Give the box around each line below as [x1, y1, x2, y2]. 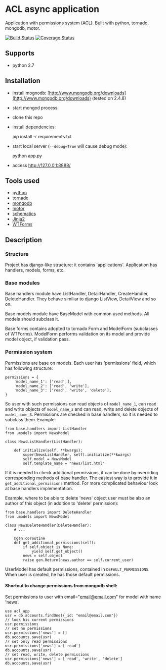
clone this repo [12, 114, 43, 120]
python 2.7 [12, 62, 35, 68]
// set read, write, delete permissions [5, 652, 90, 657]
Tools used [5, 176, 40, 185]
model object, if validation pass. [5, 336, 70, 342]
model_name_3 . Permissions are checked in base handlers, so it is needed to [5, 411, 158, 417]
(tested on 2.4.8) [92, 95, 126, 101]
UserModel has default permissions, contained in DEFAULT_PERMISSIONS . [5, 566, 150, 572]
